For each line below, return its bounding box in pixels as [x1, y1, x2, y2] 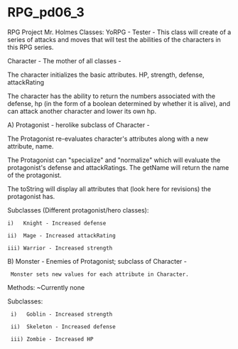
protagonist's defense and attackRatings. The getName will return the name [7, 163, 229, 171]
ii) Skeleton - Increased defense [10, 323, 116, 331]
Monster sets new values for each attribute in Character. [10, 271, 190, 278]
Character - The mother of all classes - [7, 56, 122, 65]
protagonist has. [7, 192, 55, 200]
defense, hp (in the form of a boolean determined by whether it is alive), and [7, 99, 231, 107]
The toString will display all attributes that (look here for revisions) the [7, 184, 212, 193]
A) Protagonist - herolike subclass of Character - [7, 120, 151, 129]
